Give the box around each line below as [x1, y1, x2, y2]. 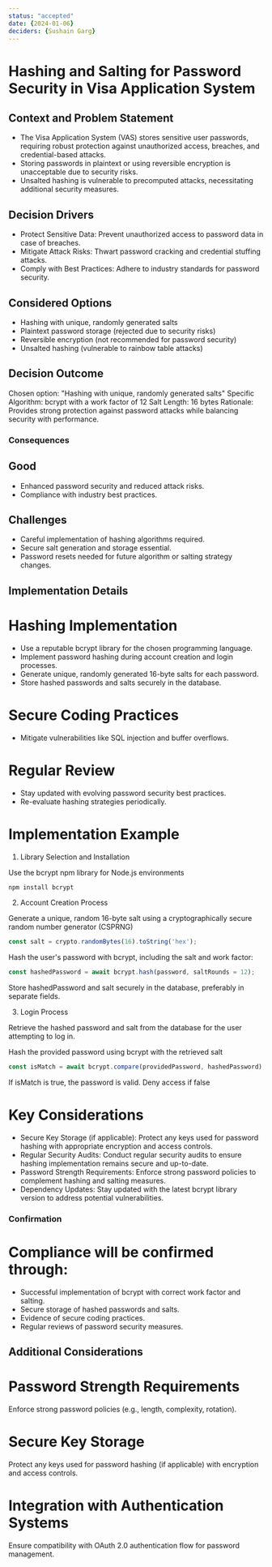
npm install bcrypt [8, 883, 74, 892]
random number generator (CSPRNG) [8, 922, 134, 932]
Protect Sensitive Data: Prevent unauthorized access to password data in [19, 229, 264, 239]
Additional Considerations [8, 1345, 143, 1359]
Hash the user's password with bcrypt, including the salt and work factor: [8, 953, 253, 962]
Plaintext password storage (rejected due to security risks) [19, 326, 216, 336]
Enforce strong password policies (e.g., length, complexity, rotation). [8, 1404, 237, 1415]
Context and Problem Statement [8, 111, 174, 125]
